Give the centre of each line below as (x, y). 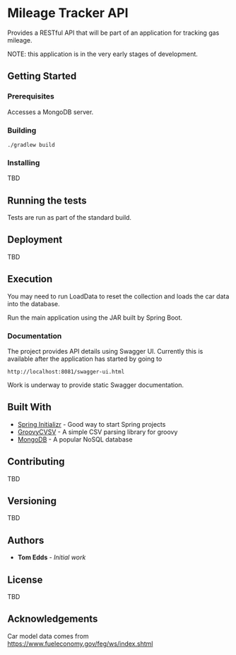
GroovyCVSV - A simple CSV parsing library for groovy (98, 432)
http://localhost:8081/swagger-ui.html (66, 371)
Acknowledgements (53, 619)
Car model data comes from (48, 636)
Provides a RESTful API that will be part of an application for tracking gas (113, 33)
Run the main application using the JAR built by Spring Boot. (95, 318)
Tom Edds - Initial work (52, 557)
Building (22, 130)
